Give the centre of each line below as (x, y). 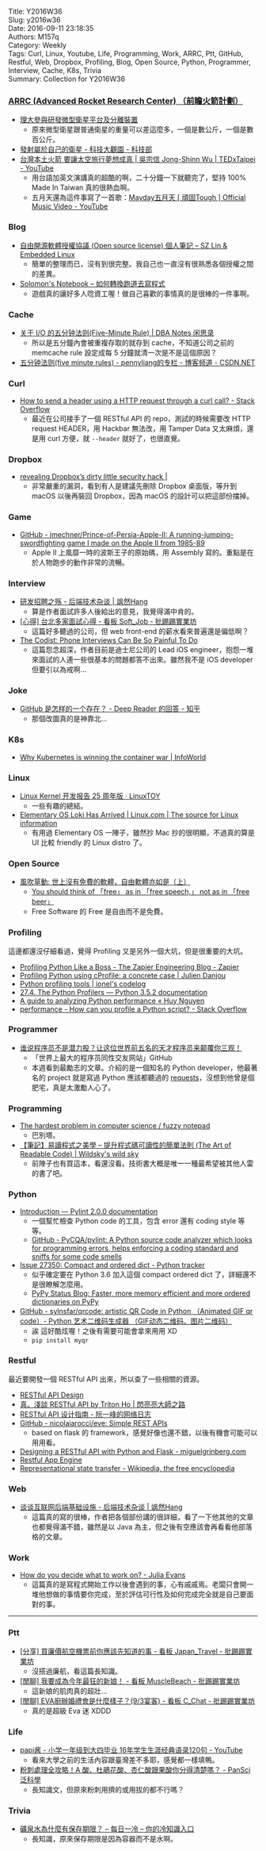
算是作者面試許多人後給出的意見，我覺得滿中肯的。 (115, 612)
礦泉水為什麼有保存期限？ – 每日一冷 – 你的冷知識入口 (107, 1829)
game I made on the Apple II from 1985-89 (136, 543)
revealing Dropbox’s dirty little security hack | (93, 477)
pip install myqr (60, 1341)
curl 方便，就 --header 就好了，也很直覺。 (116, 439)
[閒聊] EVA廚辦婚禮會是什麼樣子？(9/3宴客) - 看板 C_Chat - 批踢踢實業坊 (137, 1700)
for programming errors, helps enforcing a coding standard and (135, 1248)
